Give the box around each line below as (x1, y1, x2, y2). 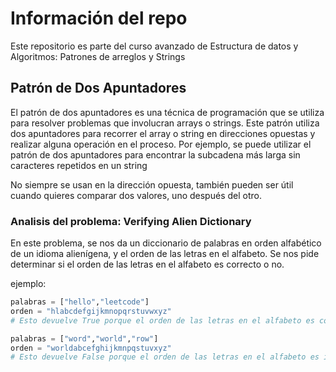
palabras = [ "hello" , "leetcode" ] (10, 297, 150, 307)
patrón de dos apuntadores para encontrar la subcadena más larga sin (10, 148, 301, 161)
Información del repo (10, 7, 188, 30)
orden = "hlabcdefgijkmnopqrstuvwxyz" (10, 306, 172, 316)
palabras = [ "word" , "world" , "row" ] (10, 333, 159, 344)
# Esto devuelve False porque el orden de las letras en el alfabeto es (10, 352, 320, 362)
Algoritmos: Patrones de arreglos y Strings (10, 50, 186, 62)
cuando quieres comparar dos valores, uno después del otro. (10, 189, 262, 201)
